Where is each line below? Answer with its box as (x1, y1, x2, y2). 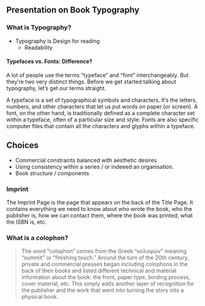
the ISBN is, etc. (6, 218, 47, 226)
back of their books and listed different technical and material (21, 267, 177, 275)
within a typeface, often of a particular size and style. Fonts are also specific (6, 116, 199, 123)
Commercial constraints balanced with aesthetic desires (15, 156, 157, 164)
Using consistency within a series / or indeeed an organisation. (15, 163, 174, 170)
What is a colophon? (6, 233, 69, 242)
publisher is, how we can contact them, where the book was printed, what (6, 212, 193, 219)
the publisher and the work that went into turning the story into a (21, 286, 184, 294)
